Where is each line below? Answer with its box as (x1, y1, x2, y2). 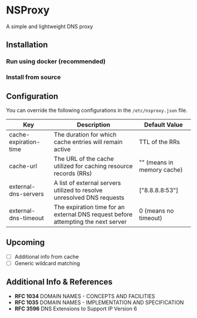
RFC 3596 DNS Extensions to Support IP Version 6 (14, 305, 137, 312)
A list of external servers (53, 179, 121, 187)
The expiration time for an (53, 203, 125, 211)
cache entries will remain (53, 138, 123, 146)
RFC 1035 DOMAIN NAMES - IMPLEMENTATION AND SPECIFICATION (14, 299, 184, 306)
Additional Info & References (6, 277, 113, 287)
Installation (6, 40, 48, 50)
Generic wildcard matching (14, 259, 80, 266)
